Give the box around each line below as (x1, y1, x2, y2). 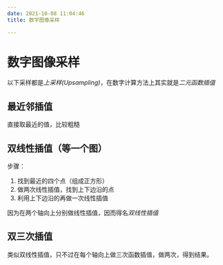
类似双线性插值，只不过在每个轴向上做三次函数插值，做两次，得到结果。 (7, 250, 213, 259)
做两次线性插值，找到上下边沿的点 (17, 186, 115, 194)
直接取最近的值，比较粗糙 (7, 120, 80, 128)
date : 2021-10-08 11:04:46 (7, 10, 85, 17)
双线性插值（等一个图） (7, 142, 107, 154)
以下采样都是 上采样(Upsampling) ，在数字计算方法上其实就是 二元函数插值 (7, 79, 215, 87)
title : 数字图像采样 (7, 17, 60, 23)
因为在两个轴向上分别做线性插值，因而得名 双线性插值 (7, 208, 159, 217)
